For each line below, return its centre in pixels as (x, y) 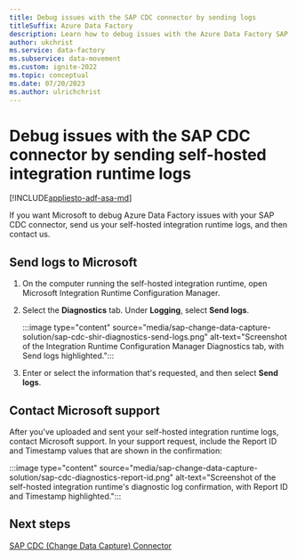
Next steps (40, 524)
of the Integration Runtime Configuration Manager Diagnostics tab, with (153, 347)
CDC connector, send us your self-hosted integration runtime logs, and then (148, 225)
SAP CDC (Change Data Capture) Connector (90, 545)
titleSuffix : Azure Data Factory (71, 26)
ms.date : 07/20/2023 (48, 84)
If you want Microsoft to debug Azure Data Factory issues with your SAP (142, 215)
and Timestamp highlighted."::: (65, 496)
